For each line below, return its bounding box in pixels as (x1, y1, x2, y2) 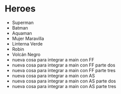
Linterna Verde (12, 40, 43, 46)
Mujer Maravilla (12, 35, 44, 41)
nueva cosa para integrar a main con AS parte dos (12, 78, 116, 84)
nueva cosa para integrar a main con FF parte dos (12, 62, 115, 68)
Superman (12, 19, 34, 25)
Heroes (5, 3, 36, 14)
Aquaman (12, 30, 32, 36)
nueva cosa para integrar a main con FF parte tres (12, 67, 116, 73)
